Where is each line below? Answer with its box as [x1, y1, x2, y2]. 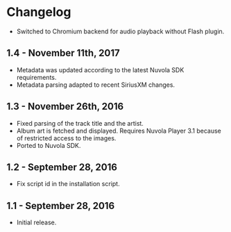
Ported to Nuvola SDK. [16, 141, 81, 149]
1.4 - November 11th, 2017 [6, 47, 120, 59]
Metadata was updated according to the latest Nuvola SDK [16, 65, 185, 74]
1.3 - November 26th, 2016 [6, 101, 124, 113]
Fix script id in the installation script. [16, 180, 120, 188]
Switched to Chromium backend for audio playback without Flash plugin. [16, 27, 225, 35]
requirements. [16, 73, 57, 81]
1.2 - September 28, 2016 [6, 161, 117, 173]
